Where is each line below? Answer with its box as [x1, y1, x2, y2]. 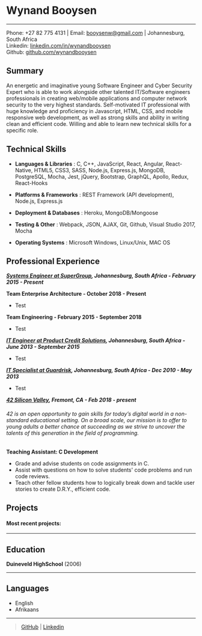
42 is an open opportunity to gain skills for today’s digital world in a [6, 410, 174, 417]
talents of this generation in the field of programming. [6, 429, 139, 437]
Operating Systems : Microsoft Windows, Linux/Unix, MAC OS [14, 238, 170, 246]
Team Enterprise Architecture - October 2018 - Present [6, 290, 147, 298]
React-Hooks [14, 179, 48, 187]
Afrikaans [14, 606, 39, 613]
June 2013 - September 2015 [6, 343, 80, 351]
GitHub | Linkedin [20, 623, 64, 630]
